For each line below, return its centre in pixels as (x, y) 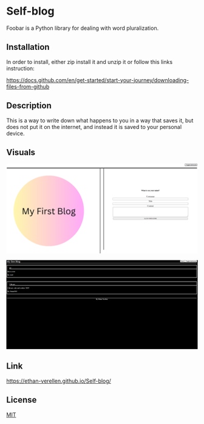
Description (29, 106)
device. (15, 133)
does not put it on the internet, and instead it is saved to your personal (94, 127)
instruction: (20, 68)
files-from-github (28, 86)
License (22, 400)
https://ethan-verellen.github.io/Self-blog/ (59, 381)
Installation (28, 47)
